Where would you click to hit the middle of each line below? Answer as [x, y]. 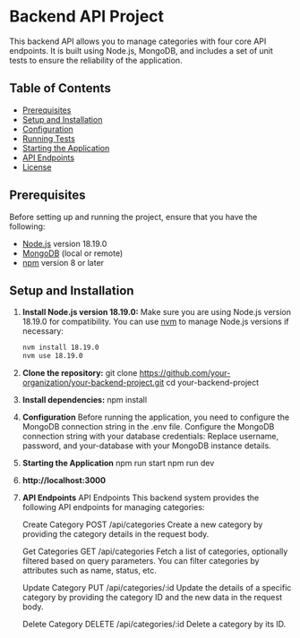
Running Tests [49, 138]
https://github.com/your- [185, 373]
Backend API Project [86, 17]
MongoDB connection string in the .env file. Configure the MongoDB [148, 427]
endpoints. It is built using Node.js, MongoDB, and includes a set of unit [141, 50]
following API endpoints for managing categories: [113, 507]
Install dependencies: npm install [85, 400]
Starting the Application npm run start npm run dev [118, 464]
